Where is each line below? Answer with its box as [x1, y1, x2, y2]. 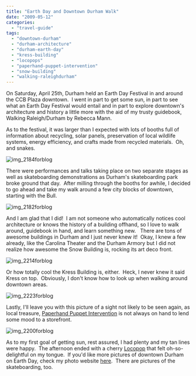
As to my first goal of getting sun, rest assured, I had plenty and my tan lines [6, 339, 190, 346]
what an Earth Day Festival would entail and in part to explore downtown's [6, 102, 184, 109]
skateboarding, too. [6, 364, 53, 371]
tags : [6, 30, 19, 36]
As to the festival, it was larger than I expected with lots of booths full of [6, 126, 180, 133]
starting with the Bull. [6, 192, 57, 199]
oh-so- [166, 345, 184, 352]
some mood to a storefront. [6, 316, 72, 323]
